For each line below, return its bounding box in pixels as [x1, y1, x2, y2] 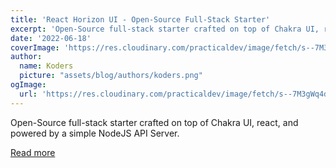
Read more [10, 146, 56, 158]
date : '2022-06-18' [10, 33, 92, 43]
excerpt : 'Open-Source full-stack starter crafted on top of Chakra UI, [10, 24, 320, 34]
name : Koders [19, 61, 74, 71]
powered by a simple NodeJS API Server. [10, 127, 180, 139]
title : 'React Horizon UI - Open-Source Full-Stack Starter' [10, 14, 271, 25]
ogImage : [10, 80, 47, 90]
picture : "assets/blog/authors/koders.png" [19, 71, 203, 81]
